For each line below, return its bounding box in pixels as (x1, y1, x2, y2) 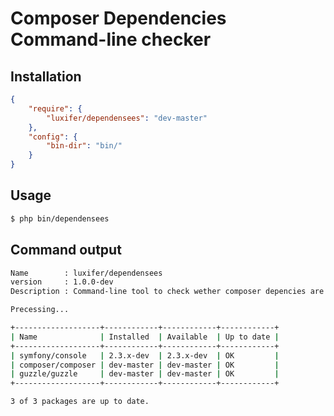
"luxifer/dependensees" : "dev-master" (46, 113, 208, 123)
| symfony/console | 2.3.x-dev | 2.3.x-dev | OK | (10, 350, 280, 361)
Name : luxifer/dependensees (10, 268, 163, 278)
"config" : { (28, 132, 78, 142)
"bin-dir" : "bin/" (46, 141, 123, 151)
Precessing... (10, 305, 70, 315)
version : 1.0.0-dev (10, 277, 114, 287)
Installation (10, 68, 82, 85)
